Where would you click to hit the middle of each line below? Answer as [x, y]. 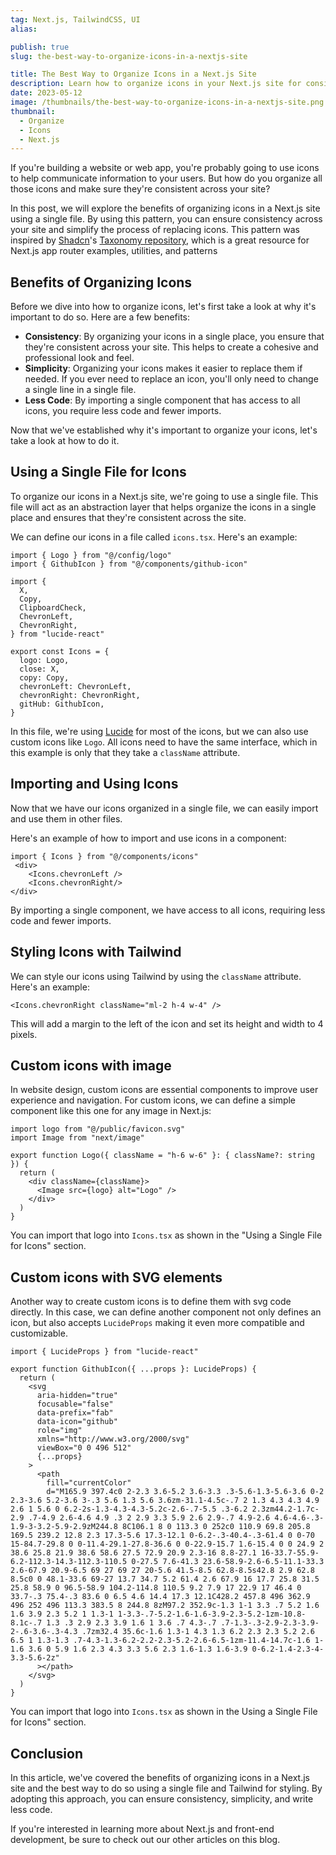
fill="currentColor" [89, 1483]
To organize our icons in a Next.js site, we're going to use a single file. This [164, 496]
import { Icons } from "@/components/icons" [104, 856]
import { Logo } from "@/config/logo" [91, 555]
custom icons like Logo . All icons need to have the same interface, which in [164, 742]
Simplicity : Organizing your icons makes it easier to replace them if [163, 368]
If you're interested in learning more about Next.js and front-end [142, 1828]
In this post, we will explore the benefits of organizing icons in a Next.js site [165, 208]
